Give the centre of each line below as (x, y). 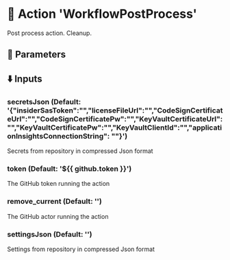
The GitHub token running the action (59, 184)
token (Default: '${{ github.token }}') (69, 169)
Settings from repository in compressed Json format (81, 249)
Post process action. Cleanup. (50, 33)
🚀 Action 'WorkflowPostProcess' (102, 14)
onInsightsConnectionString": (59, 136)
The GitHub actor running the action (58, 216)
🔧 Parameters (37, 55)
